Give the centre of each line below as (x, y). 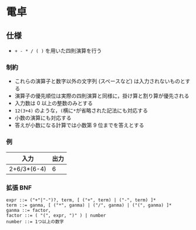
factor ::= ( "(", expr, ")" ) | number (56, 215)
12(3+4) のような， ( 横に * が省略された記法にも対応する (81, 111)
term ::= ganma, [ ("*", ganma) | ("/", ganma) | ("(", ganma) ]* (89, 205)
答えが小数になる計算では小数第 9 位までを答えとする (79, 125)
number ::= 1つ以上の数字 (35, 221)
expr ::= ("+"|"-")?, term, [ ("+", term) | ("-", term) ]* (81, 200)
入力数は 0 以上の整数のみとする (54, 103)
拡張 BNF (19, 187)
